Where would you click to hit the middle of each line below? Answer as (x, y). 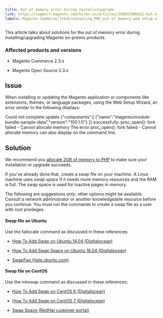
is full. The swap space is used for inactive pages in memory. (66, 185)
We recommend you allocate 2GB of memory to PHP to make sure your (76, 160)
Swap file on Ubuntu (26, 221)
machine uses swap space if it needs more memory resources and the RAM (81, 179)
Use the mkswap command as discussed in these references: (67, 282)
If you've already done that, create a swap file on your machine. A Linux (77, 174)
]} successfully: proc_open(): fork (122, 122)
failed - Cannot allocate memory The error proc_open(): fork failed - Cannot (81, 128)
